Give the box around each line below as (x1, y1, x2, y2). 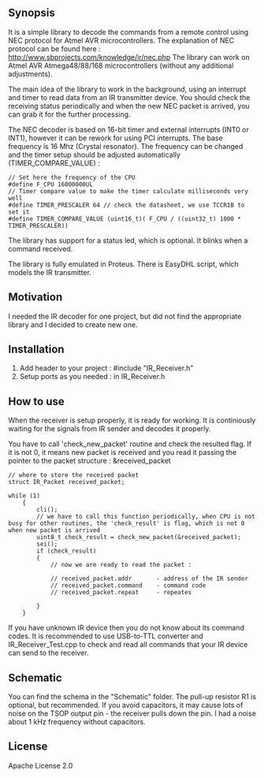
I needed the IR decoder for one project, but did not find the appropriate (8, 311, 242, 321)
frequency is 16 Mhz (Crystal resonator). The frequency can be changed (8, 141, 244, 151)
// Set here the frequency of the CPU (8, 173, 136, 181)
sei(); (36, 540, 58, 549)
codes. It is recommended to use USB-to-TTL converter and (8, 631, 203, 641)
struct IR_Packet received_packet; (8, 478, 125, 486)
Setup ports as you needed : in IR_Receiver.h (19, 372, 165, 382)
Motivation (8, 291, 63, 304)
